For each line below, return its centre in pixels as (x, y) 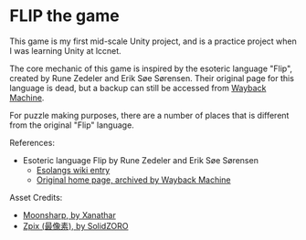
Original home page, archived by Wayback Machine (133, 180)
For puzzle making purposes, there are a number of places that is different (149, 115)
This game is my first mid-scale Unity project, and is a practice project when (153, 41)
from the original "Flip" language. (72, 125)
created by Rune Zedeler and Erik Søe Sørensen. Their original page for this (152, 78)
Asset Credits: (36, 197)
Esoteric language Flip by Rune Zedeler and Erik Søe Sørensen (140, 160)
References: (32, 142)
